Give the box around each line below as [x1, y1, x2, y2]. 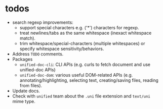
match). [19, 35, 36, 41]
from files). [19, 82, 42, 88]
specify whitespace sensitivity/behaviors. [19, 46, 104, 52]
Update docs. [12, 88, 41, 94]
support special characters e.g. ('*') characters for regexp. [19, 24, 139, 30]
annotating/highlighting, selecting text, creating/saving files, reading [19, 77, 159, 83]
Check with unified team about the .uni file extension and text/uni [12, 93, 151, 99]
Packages [12, 56, 33, 62]
